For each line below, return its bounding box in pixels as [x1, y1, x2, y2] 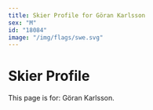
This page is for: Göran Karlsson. [8, 93, 115, 103]
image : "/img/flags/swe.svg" [8, 33, 104, 42]
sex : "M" [8, 19, 37, 27]
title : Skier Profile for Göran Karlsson [8, 11, 146, 20]
